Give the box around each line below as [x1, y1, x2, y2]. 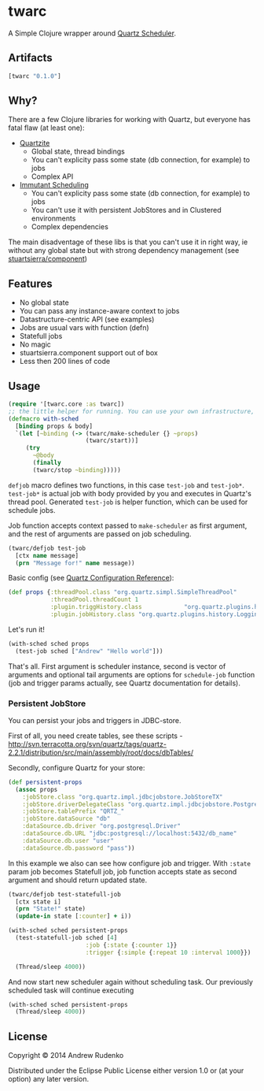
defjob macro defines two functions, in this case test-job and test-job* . [8, 480, 245, 490]
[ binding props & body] [15, 422, 93, 430]
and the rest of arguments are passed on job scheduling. [8, 529, 192, 538]
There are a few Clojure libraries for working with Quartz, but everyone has [8, 115, 251, 124]
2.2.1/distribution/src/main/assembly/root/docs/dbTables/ [8, 748, 194, 757]
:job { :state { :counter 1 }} [85, 941, 178, 949]
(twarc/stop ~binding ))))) [32, 466, 122, 474]
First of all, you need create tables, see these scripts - [8, 731, 183, 740]
